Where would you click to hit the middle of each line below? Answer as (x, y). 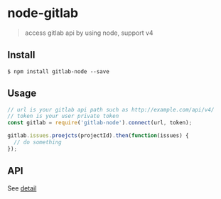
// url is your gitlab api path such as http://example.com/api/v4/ (111, 109)
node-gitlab (43, 13)
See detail (22, 188)
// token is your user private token (63, 116)
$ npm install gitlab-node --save (59, 71)
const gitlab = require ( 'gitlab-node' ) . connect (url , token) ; (100, 123)
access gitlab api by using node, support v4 (89, 33)
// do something (38, 142)
